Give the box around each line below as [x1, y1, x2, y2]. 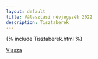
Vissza [6, 47, 22, 54]
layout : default [6, 8, 45, 15]
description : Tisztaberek [6, 19, 69, 25]
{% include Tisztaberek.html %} [6, 36, 83, 43]
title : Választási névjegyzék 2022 [6, 14, 93, 20]
